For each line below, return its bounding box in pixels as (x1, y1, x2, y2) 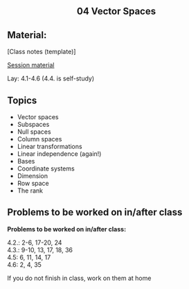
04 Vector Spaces (76, 6, 156, 17)
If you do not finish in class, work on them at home (7, 274, 152, 282)
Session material (7, 61, 55, 69)
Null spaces (17, 128, 51, 136)
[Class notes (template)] (7, 48, 76, 56)
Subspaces (17, 121, 50, 129)
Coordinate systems (17, 164, 75, 173)
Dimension (17, 172, 48, 180)
